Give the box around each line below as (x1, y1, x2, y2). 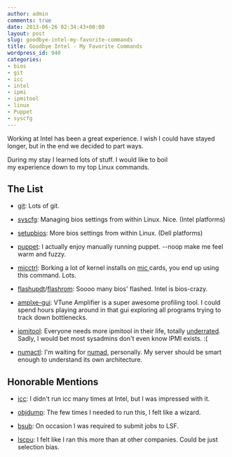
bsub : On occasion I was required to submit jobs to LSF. (17, 422, 179, 430)
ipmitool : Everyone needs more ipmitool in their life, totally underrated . (17, 327, 221, 335)
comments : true (7, 17, 52, 24)
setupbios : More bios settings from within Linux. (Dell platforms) (17, 229, 203, 238)
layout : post (7, 30, 46, 37)
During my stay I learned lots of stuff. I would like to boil (7, 155, 168, 164)
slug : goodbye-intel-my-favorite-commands (7, 37, 133, 44)
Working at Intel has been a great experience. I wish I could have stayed (7, 134, 215, 143)
